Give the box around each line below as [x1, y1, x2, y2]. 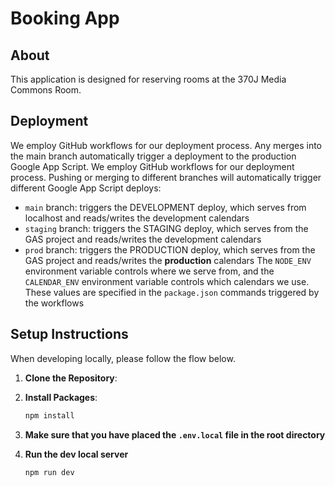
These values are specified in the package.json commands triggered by [24, 286, 320, 298]
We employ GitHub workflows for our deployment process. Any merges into [10, 139, 323, 151]
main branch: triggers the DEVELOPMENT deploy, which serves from [24, 201, 307, 213]
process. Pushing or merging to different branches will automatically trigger [10, 171, 322, 183]
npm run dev [24, 467, 75, 477]
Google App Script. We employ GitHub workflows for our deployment [10, 160, 295, 172]
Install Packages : [24, 391, 98, 403]
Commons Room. [10, 84, 82, 96]
